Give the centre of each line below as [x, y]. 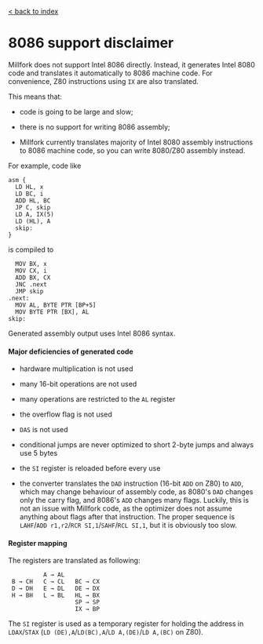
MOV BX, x [31, 264]
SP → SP [88, 602]
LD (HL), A [33, 221]
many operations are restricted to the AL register [97, 399]
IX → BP [88, 609]
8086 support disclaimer [91, 43]
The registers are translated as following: [74, 561]
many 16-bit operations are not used [78, 384]
